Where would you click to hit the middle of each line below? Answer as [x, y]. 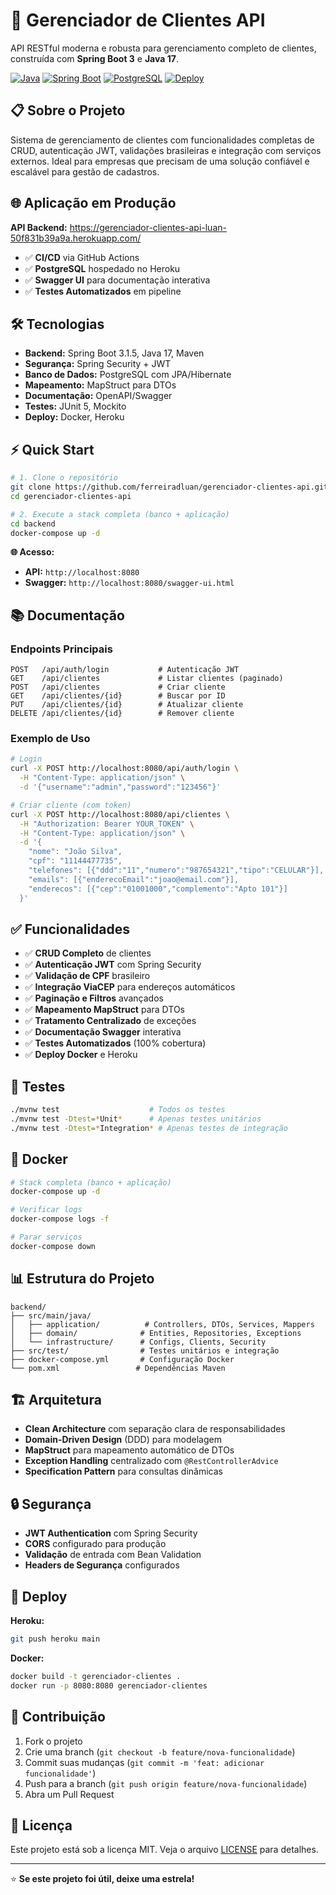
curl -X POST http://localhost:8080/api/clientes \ [120, 814]
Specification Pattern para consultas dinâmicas [124, 1471]
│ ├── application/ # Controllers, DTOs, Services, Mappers [162, 1324]
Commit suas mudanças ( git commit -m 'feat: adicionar [144, 1762]
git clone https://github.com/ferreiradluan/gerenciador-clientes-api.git [169, 487]
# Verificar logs [46, 1210]
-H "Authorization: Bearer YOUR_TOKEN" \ [107, 824]
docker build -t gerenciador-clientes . [96, 1676]
